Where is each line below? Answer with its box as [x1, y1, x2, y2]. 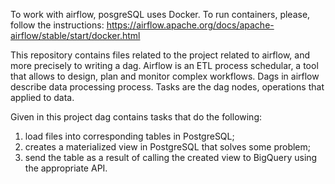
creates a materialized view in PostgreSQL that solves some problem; [24, 141, 312, 153]
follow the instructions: [10, 19, 105, 31]
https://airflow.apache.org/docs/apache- [106, 19, 275, 31]
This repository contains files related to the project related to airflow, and [10, 49, 311, 61]
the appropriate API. [24, 162, 108, 174]
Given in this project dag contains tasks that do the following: [10, 111, 263, 123]
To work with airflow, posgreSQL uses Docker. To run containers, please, [10, 9, 311, 20]
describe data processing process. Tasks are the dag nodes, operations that [10, 81, 325, 93]
